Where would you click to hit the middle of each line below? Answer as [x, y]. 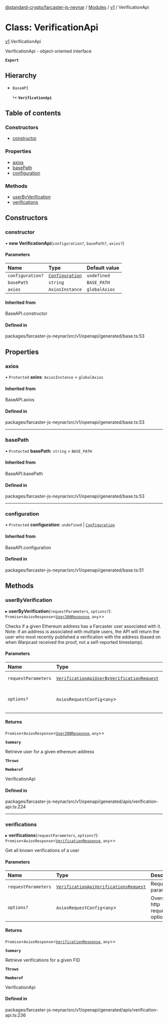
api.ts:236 [15, 1015]
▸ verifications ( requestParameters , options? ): [52, 835]
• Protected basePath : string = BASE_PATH [48, 451]
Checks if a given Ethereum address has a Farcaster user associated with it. [83, 626]
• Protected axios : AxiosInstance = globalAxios [54, 377]
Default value [103, 268]
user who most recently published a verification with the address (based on [83, 637]
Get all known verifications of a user [42, 850]
